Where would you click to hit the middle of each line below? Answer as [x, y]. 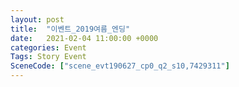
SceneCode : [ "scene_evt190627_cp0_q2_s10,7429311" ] [120, 66]
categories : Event [48, 47]
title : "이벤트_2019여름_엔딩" [70, 29]
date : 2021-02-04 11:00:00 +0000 [84, 38]
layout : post [37, 19]
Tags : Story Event [48, 57]
